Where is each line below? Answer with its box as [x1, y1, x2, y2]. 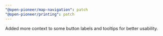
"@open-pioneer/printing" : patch [5, 12, 75, 17]
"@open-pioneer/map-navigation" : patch [5, 7, 88, 12]
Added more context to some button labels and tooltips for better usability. [5, 25, 159, 31]
